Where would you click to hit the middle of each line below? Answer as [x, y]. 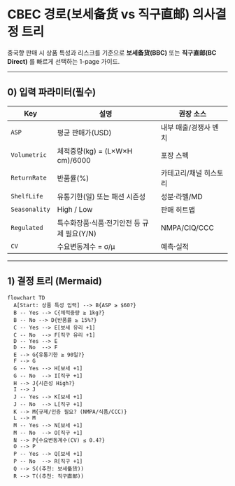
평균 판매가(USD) [84, 133]
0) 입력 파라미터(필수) [52, 92]
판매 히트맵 [178, 210]
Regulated [27, 228]
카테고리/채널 [181, 173]
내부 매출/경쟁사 [186, 127]
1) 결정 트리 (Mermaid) [55, 281]
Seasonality [31, 209]
